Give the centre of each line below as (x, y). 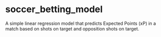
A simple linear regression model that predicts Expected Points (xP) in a (81, 23)
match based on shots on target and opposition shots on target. (72, 28)
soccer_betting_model (54, 9)
